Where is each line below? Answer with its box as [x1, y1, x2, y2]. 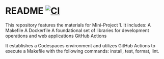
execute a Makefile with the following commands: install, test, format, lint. [5, 48, 159, 54]
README [5, 5, 44, 17]
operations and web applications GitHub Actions [5, 33, 107, 39]
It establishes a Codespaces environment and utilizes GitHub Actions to [5, 42, 155, 48]
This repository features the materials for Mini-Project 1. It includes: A [5, 22, 151, 28]
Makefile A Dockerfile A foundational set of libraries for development [5, 27, 149, 33]
